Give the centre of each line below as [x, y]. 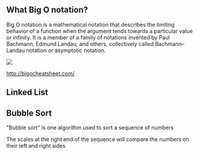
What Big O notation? [47, 10]
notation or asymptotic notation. [66, 50]
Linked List [27, 92]
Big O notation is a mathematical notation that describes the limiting [90, 24]
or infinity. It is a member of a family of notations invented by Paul [88, 37]
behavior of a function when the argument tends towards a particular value [99, 31]
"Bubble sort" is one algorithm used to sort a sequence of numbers [90, 128]
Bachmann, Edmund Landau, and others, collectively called [80, 44]
